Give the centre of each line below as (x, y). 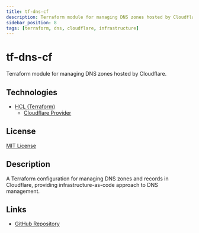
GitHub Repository (37, 224)
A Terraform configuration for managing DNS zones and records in (87, 179)
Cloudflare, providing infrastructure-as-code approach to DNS (82, 185)
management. (23, 191)
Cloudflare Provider (47, 113)
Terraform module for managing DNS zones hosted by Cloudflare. (86, 74)
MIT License (21, 145)
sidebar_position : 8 (32, 22)
